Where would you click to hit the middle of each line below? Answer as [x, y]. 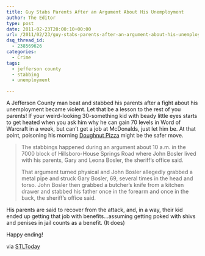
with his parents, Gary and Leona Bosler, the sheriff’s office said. [103, 160]
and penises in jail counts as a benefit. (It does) [66, 223]
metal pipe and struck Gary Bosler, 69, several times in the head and [107, 178]
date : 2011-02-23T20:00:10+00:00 [49, 29]
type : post [20, 23]
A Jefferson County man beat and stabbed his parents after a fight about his [102, 103]
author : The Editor [31, 18]
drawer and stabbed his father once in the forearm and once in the [105, 192]
